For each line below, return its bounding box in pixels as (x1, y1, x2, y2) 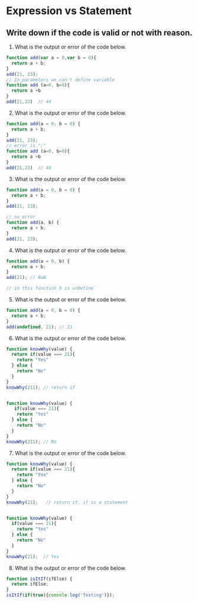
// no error (6, 214, 35, 220)
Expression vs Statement (6, 4, 132, 18)
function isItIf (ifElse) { (6, 576, 73, 582)
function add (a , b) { (6, 220, 60, 226)
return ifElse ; (11, 581, 49, 587)
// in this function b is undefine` (6, 285, 96, 291)
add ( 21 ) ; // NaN (6, 275, 46, 281)
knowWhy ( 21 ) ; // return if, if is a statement (6, 499, 128, 505)
